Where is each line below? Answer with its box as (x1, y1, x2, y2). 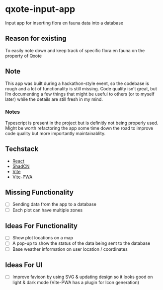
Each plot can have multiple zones (12, 207, 83, 213)
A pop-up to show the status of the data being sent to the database (12, 240, 151, 246)
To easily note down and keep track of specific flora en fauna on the (5, 47, 145, 53)
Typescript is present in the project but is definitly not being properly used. (5, 120, 159, 126)
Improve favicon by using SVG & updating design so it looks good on (12, 274, 153, 280)
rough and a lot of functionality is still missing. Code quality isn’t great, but (5, 85, 158, 91)
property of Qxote (5, 53, 42, 59)
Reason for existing (5, 34, 67, 43)
